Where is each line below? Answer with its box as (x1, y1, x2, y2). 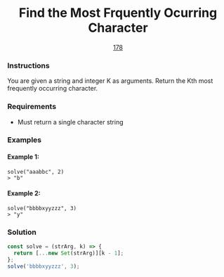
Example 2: (7, 189, 41, 198)
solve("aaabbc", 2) (7, 168, 65, 175)
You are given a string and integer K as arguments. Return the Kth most (7, 77, 213, 85)
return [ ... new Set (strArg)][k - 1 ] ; (13, 250, 124, 257)
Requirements (7, 102, 57, 112)
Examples (7, 135, 42, 145)
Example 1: (7, 153, 40, 161)
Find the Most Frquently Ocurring (18, 5, 218, 21)
